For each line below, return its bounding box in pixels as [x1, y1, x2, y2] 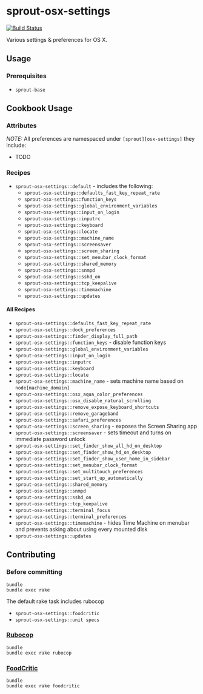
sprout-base [15, 87, 45, 93]
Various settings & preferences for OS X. [6, 36, 108, 43]
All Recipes [6, 306, 35, 313]
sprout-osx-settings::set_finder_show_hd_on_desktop [15, 449, 151, 456]
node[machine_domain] [15, 385, 70, 391]
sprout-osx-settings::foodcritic [15, 610, 100, 616]
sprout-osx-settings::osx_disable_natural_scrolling [15, 397, 151, 404]
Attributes [6, 121, 37, 130]
